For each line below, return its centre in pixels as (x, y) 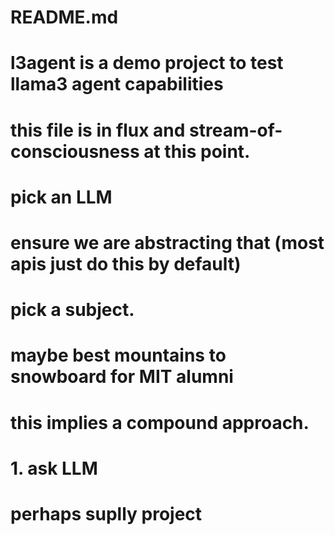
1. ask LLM (54, 468)
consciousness (75, 151)
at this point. (197, 151)
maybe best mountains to (118, 355)
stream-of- (236, 130)
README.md (64, 17)
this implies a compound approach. (160, 422)
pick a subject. (72, 310)
